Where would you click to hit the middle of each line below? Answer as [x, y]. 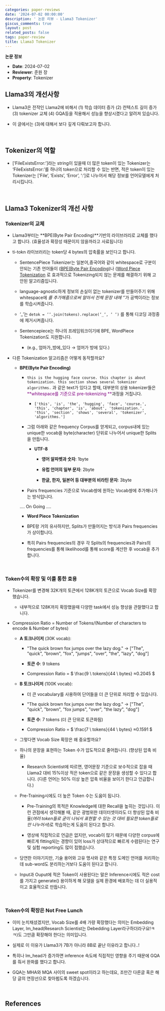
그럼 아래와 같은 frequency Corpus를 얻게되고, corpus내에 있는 [88, 427]
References [23, 1004]
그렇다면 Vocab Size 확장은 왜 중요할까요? [60, 740]
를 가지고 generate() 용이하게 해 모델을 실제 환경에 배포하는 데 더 [82, 881]
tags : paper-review [25, 37]
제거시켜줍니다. [39, 321]
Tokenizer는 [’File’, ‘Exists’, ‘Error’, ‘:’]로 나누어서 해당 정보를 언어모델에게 [83, 176]
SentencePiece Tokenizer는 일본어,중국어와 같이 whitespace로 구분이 [88, 262]
